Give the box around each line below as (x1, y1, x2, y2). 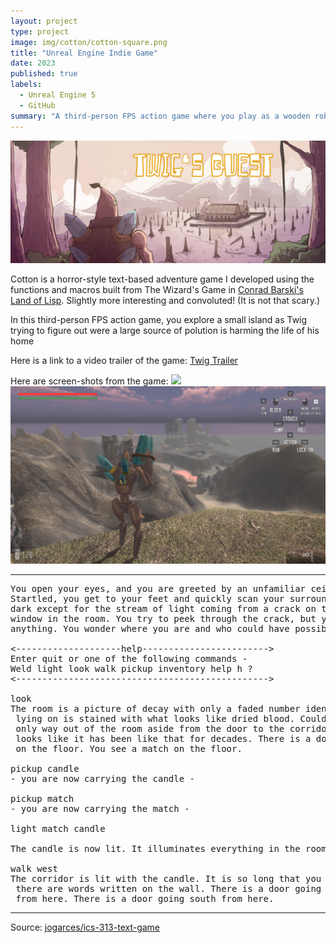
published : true (10, 69, 78, 79)
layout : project (10, 16, 78, 26)
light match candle (10, 823, 106, 834)
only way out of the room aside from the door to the (15, 723, 285, 734)
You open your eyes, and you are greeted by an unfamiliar (10, 583, 307, 594)
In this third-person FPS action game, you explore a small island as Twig (10, 314, 308, 326)
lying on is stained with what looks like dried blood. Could (15, 713, 327, 724)
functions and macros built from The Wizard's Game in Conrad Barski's (10, 284, 304, 296)
